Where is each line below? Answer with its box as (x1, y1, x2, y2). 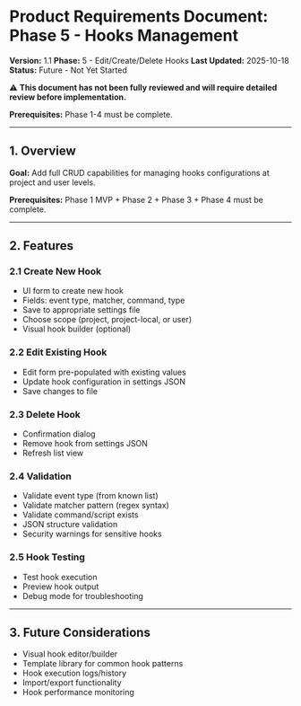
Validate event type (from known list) (21, 490, 159, 501)
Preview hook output (21, 581, 99, 592)
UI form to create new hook (21, 286, 124, 296)
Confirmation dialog (21, 428, 96, 439)
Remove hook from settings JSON (21, 438, 148, 449)
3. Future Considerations (9, 625, 150, 640)
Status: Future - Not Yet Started (9, 65, 127, 75)
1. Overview (9, 144, 76, 159)
